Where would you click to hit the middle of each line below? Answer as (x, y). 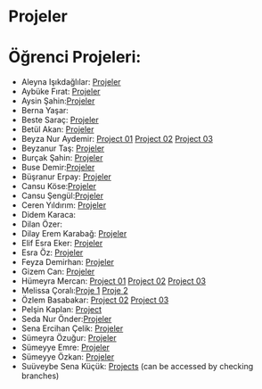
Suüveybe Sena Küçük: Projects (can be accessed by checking (137, 367)
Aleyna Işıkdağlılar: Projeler (71, 82)
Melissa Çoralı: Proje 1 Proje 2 (74, 291)
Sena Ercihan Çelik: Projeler (72, 328)
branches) (40, 376)
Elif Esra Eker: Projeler (62, 244)
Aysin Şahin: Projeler (58, 101)
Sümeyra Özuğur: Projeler (69, 338)
